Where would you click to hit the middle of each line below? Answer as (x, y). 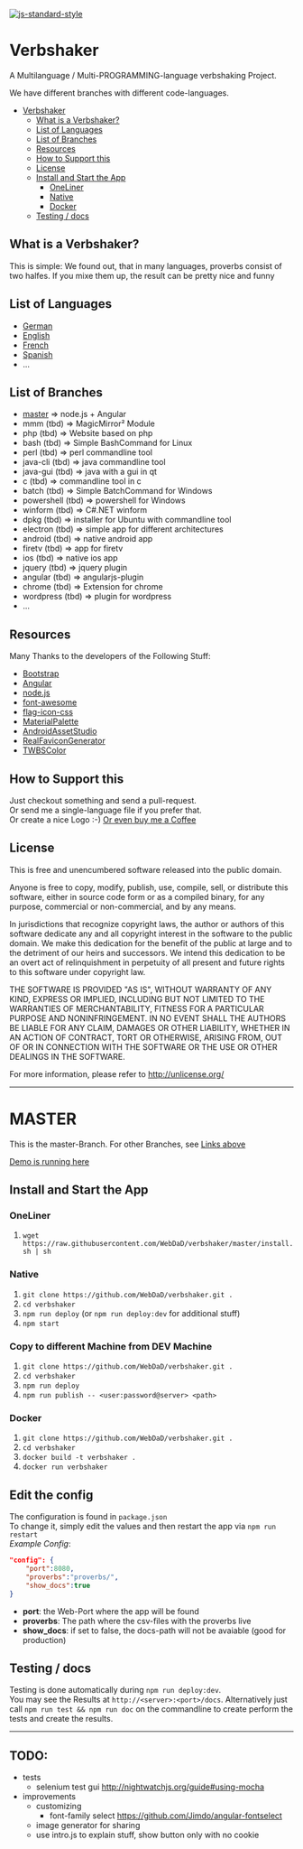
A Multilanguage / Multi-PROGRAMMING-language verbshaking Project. (143, 75)
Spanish (37, 354)
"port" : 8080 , (50, 1569)
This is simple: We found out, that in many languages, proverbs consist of (146, 265)
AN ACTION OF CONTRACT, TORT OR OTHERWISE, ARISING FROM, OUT (146, 1037)
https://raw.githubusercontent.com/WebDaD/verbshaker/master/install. (158, 1244)
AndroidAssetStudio (60, 731)
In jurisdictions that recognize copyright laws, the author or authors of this (147, 924)
